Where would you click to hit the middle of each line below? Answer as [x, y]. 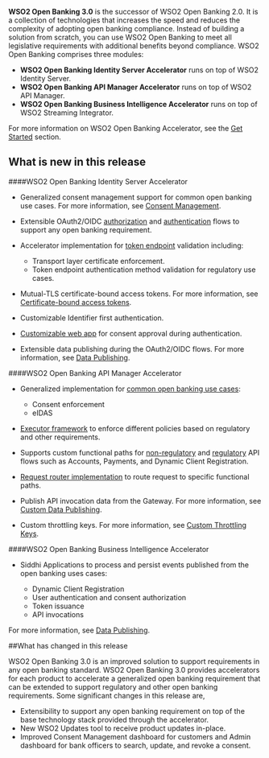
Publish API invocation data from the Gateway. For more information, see [141, 501]
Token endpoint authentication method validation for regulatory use [144, 270]
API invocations [58, 614]
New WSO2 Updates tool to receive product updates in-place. [123, 728]
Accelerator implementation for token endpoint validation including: [132, 245]
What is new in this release [77, 162]
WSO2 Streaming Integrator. [67, 113]
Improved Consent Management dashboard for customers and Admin [135, 736]
